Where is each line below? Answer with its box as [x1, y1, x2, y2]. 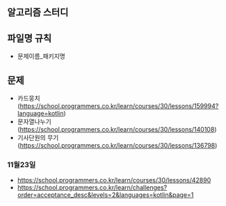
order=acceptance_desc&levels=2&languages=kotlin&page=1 [17, 191, 194, 199]
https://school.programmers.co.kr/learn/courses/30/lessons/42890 [17, 176, 211, 184]
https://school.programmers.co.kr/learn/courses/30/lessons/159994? [19, 102, 219, 110]
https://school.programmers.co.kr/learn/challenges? [17, 183, 168, 192]
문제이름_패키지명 [17, 52, 66, 60]
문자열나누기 [17, 117, 52, 126]
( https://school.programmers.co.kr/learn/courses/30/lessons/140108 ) [17, 126, 217, 134]
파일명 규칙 [7, 32, 52, 44]
